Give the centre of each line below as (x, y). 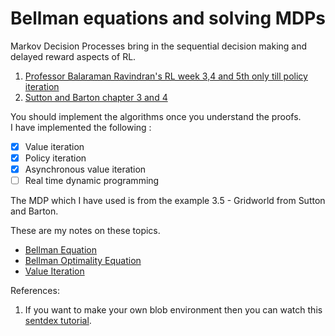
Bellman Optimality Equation (83, 261)
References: (35, 291)
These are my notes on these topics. (85, 231)
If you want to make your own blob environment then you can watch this (173, 310)
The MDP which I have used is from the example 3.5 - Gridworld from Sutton (168, 201)
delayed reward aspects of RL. (73, 56)
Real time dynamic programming (92, 181)
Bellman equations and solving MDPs (168, 18)
